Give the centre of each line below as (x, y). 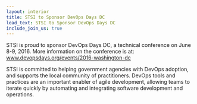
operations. (20, 94)
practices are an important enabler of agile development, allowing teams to (98, 82)
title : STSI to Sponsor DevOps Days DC (56, 17)
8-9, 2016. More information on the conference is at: (70, 52)
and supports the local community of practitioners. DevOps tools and (91, 75)
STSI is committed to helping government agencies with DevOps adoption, (98, 70)
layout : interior (28, 12)
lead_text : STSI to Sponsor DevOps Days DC (61, 23)
